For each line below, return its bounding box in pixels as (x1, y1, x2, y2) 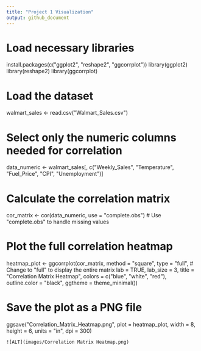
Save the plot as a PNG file (6, 300, 142, 314)
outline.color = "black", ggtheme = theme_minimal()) (6, 279, 138, 287)
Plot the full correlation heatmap (6, 239, 174, 253)
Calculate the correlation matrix (6, 192, 171, 205)
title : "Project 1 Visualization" (6, 9, 94, 15)
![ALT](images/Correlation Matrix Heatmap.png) (6, 339, 130, 346)
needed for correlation (6, 143, 123, 157)
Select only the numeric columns (6, 131, 177, 144)
